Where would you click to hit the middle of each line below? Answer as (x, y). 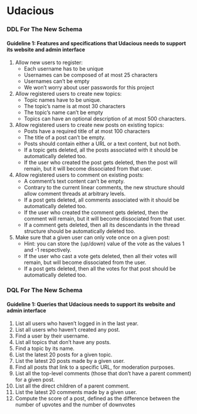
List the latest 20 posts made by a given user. (70, 361)
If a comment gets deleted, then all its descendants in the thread (102, 225)
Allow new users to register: (49, 62)
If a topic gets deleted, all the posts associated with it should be (101, 150)
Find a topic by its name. (45, 349)
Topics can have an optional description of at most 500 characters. (105, 119)
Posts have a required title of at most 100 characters (87, 131)
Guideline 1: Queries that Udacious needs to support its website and (91, 304)
